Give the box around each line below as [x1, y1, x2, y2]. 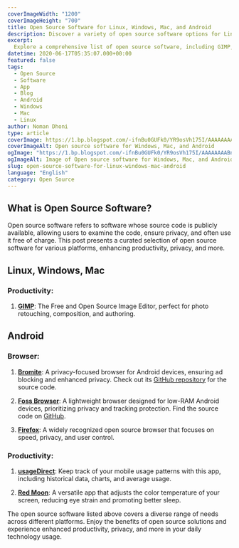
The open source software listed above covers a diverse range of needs [7, 510, 219, 518]
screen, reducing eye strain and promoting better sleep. [17, 495, 181, 504]
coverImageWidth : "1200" [7, 10, 81, 18]
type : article [7, 130, 50, 137]
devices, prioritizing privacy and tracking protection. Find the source [17, 404, 219, 413]
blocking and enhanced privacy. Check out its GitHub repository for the [17, 375, 227, 384]
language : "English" [7, 169, 69, 176]
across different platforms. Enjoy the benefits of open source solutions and [7, 517, 227, 525]
